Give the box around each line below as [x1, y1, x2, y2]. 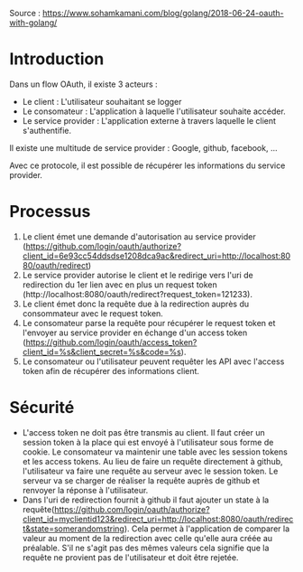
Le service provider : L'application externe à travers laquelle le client [22, 115, 277, 126]
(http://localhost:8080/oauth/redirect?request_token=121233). [22, 288, 252, 299]
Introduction [9, 49, 105, 70]
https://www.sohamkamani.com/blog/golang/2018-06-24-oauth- [41, 8, 284, 18]
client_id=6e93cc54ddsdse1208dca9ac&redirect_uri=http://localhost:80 [22, 250, 291, 261]
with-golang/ [9, 17, 58, 28]
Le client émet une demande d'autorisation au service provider [22, 230, 256, 242]
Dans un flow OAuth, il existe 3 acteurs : [9, 79, 158, 89]
